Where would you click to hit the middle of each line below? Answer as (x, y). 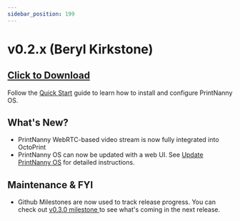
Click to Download (49, 76)
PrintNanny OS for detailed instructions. (76, 163)
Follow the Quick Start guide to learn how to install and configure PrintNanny (120, 93)
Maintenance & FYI (50, 185)
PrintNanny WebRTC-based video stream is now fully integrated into (118, 140)
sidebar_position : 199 (41, 14)
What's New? (38, 123)
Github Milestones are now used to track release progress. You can (117, 202)
